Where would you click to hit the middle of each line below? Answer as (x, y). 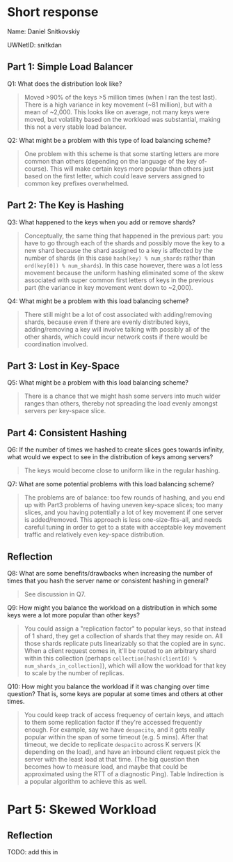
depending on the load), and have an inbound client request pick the (122, 752)
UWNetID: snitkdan (35, 45)
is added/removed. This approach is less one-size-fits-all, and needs (123, 520)
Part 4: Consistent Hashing (67, 433)
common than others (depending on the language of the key (110, 161)
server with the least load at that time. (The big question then (112, 759)
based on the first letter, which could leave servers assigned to (114, 176)
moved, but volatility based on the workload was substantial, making (122, 119)
